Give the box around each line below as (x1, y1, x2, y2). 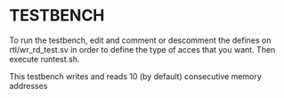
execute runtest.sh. (9, 53, 80, 64)
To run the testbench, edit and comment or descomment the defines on (9, 35, 272, 45)
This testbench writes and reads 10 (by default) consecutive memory (9, 70, 263, 81)
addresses (9, 80, 48, 91)
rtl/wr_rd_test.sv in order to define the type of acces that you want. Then (9, 44, 276, 54)
